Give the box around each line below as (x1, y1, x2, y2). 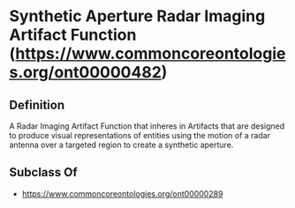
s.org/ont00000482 (9, 63, 162, 83)
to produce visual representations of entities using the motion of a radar (9, 130, 271, 140)
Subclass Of (9, 165, 78, 180)
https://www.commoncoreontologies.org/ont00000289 (21, 188, 223, 199)
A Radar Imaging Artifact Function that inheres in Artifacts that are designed (9, 121, 285, 131)
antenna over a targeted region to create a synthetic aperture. (9, 139, 234, 150)
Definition (9, 97, 64, 112)
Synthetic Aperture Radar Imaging (9, 6, 266, 26)
